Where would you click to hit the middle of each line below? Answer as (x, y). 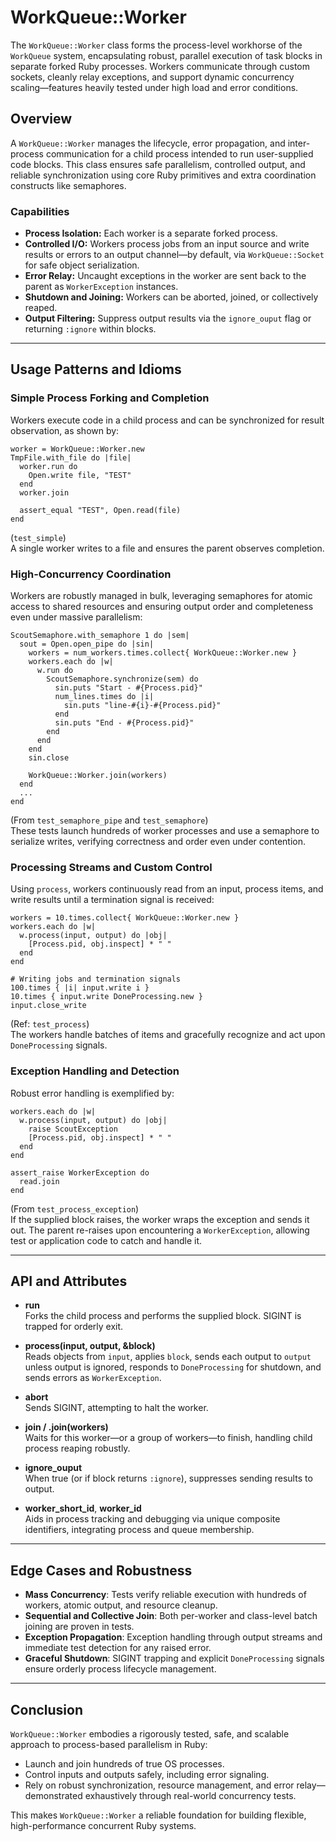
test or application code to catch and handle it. (106, 1240)
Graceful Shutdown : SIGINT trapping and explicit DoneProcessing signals (174, 1658)
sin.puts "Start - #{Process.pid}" (128, 688)
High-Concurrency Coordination (91, 574)
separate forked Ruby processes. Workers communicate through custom (160, 66)
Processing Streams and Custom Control (111, 867)
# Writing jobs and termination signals (96, 979)
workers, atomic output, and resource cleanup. (121, 1605)
